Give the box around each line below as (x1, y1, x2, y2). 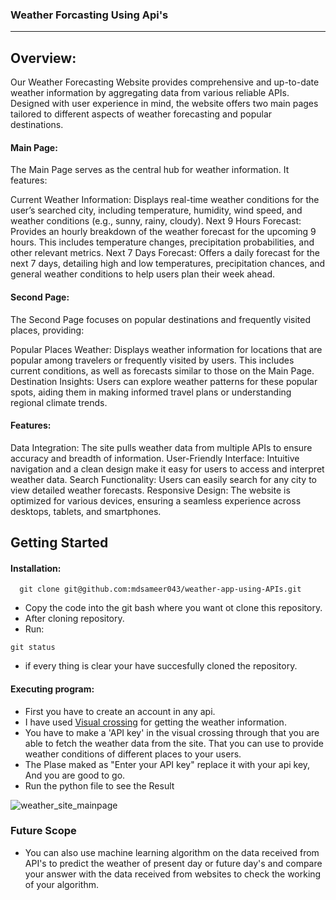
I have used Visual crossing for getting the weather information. (24, 716, 287, 728)
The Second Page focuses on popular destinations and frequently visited (10, 313, 311, 325)
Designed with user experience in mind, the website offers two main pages (10, 98, 319, 110)
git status (10, 643, 56, 653)
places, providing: (10, 324, 85, 336)
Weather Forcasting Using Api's (10, 8, 169, 22)
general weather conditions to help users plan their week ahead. (10, 268, 276, 280)
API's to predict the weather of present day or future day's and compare (24, 857, 323, 869)
